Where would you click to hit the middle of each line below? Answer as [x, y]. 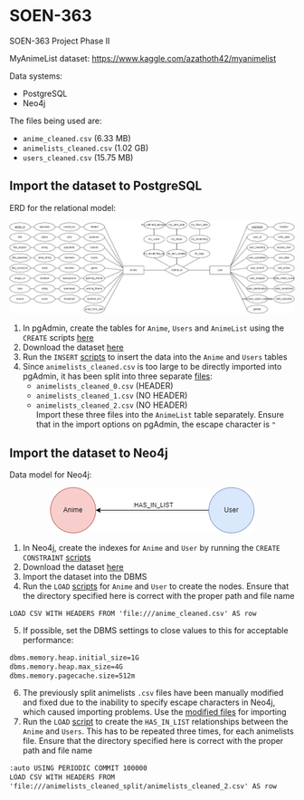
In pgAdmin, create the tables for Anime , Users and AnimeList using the [153, 328]
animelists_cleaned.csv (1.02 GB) [85, 148]
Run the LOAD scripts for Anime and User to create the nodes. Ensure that [156, 586]
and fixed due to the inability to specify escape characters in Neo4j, [149, 702]
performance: [48, 641]
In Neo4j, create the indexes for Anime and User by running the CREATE [151, 548]
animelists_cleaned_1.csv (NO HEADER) [112, 396]
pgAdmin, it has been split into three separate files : [117, 376]
